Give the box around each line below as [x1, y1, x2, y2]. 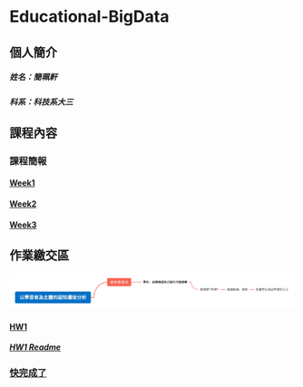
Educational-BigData [9, 6, 170, 27]
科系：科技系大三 [9, 96, 73, 107]
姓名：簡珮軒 [9, 72, 57, 82]
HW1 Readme [9, 342, 62, 353]
